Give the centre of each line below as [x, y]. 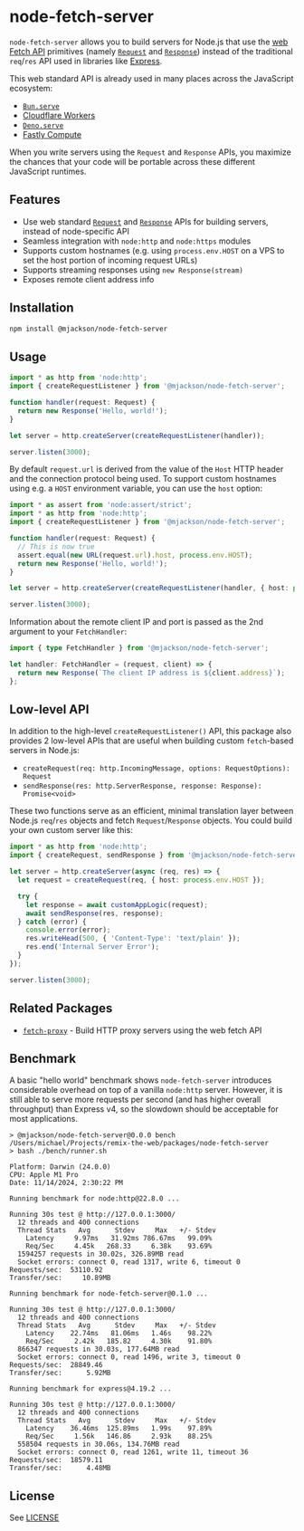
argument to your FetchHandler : [68, 632]
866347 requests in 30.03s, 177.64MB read [99, 1349]
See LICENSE [34, 1517]
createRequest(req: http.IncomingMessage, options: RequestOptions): [157, 769]
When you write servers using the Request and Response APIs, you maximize [151, 152]
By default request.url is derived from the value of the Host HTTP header [147, 469]
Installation [42, 308]
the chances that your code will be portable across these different [132, 161]
